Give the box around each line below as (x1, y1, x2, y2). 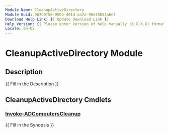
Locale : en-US (5, 26, 35, 31)
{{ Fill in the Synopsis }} (5, 121, 54, 128)
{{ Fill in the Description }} (5, 81, 59, 87)
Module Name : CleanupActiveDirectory (5, 7, 84, 13)
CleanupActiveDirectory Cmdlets (5, 95, 112, 104)
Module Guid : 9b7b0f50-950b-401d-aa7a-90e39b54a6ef (5, 12, 116, 17)
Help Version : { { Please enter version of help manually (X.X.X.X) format (5, 21, 165, 27)
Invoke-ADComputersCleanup (5, 110, 81, 117)
